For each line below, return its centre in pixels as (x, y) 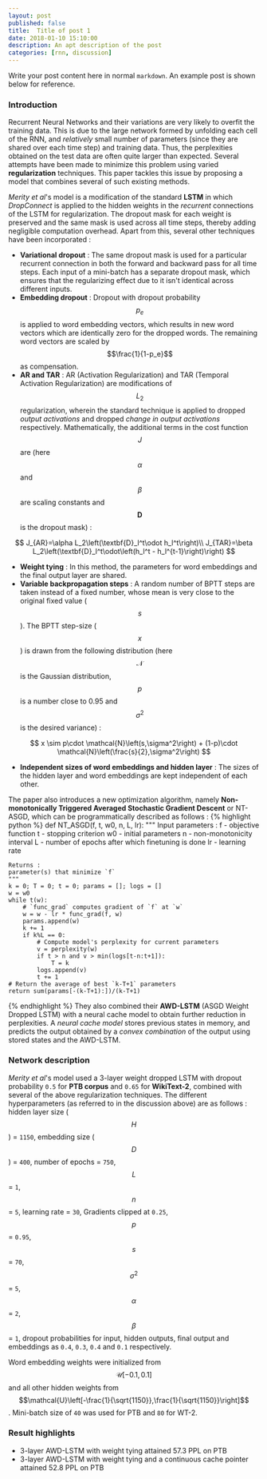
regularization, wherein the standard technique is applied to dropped (132, 410)
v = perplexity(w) (67, 949)
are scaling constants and (62, 502)
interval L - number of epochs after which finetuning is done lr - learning (127, 842)
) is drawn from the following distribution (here (96, 650)
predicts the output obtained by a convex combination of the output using (130, 1031)
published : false (37, 23)
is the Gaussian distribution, (65, 676)
